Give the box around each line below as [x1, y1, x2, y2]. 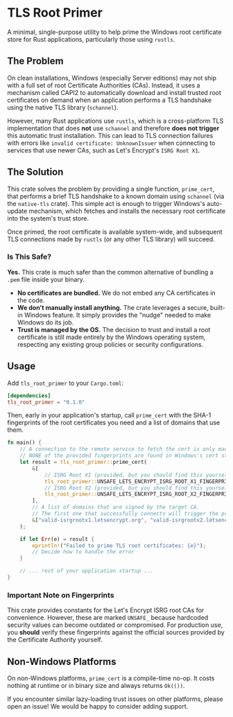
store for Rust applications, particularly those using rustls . [7, 35, 175, 43]
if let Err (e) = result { [19, 535, 95, 542]
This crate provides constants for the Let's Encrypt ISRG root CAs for [7, 606, 205, 614]
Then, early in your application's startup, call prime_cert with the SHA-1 [7, 411, 212, 420]
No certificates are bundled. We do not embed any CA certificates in [17, 288, 216, 297]
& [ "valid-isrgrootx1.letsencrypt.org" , [32, 517, 148, 524]
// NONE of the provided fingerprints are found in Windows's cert [19, 452, 218, 459]
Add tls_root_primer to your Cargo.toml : [7, 379, 123, 387]
